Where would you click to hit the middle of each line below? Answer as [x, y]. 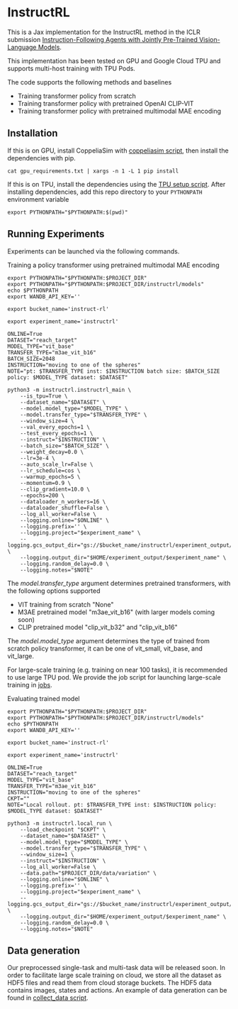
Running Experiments [56, 234]
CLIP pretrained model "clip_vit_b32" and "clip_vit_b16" [98, 627]
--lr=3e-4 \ [38, 458]
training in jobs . [30, 685]
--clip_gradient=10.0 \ [55, 489]
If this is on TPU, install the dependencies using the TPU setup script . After [117, 184]
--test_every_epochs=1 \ [57, 433]
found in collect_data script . [48, 998]
